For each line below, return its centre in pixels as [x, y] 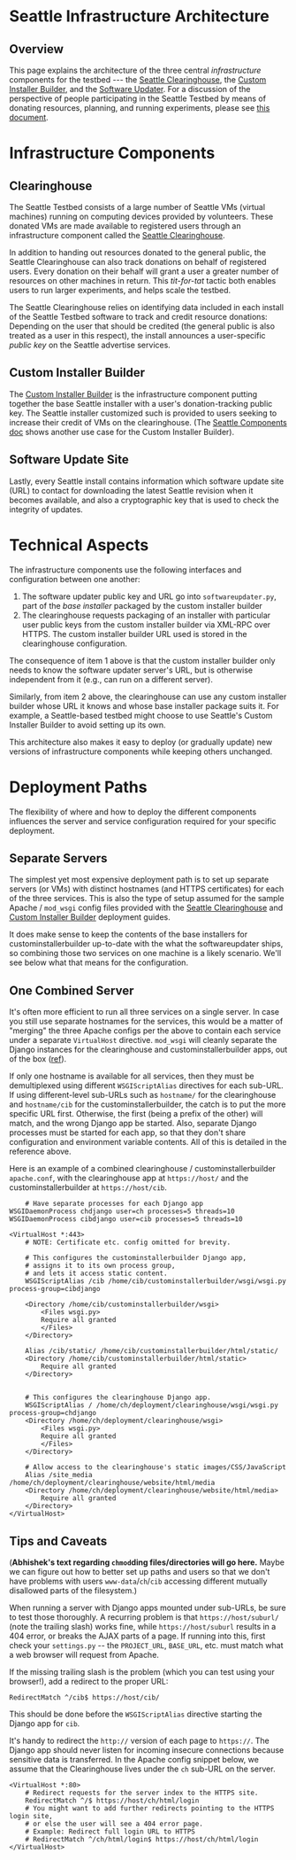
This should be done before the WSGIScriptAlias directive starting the [136, 1714]
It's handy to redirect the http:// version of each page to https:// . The [139, 1740]
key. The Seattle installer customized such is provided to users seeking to [143, 413]
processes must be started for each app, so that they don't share [127, 1132]
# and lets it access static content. [96, 1273]
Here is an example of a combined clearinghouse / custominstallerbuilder [143, 1169]
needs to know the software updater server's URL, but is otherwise [131, 670]
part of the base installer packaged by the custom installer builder [142, 605]
